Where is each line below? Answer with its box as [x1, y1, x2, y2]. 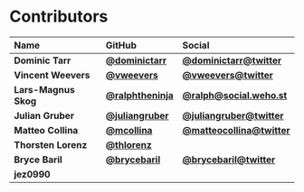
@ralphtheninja [105, 88, 174, 101]
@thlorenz [105, 138, 152, 151]
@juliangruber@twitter [182, 109, 284, 122]
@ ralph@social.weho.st [182, 88, 288, 101]
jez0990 [14, 168, 52, 180]
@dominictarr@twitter [182, 54, 282, 67]
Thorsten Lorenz [14, 138, 88, 151]
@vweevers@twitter [182, 69, 273, 81]
